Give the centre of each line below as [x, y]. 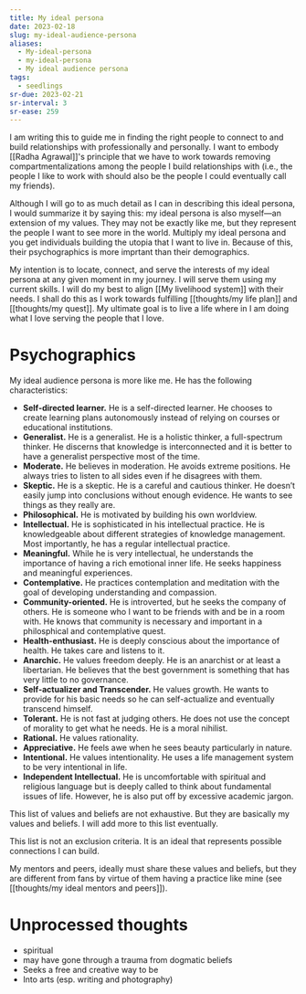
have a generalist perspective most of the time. [111, 457]
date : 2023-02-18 [42, 26]
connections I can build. [55, 851]
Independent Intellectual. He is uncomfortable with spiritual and [144, 777]
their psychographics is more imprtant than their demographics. [129, 252]
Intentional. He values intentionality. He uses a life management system [158, 757]
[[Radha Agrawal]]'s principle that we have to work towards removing [140, 157]
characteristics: [39, 390]
